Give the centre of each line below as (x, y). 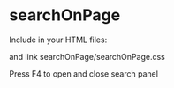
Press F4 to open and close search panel (84, 73)
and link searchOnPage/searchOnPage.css (87, 56)
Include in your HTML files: (58, 40)
